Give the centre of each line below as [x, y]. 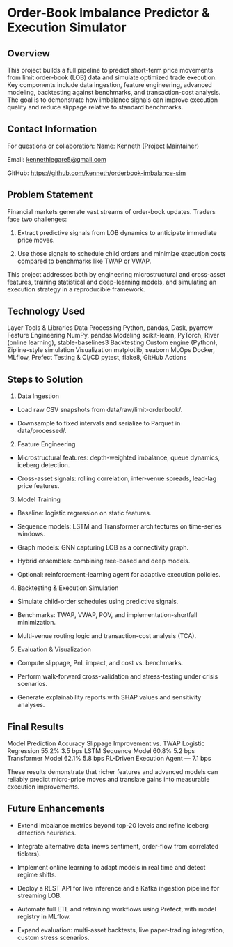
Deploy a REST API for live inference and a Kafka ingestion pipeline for [118, 888]
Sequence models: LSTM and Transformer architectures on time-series [119, 526]
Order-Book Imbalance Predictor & [109, 13]
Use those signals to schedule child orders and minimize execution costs [121, 253]
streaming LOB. [39, 895]
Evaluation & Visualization [54, 649]
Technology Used [46, 311]
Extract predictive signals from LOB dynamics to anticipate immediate [117, 232]
